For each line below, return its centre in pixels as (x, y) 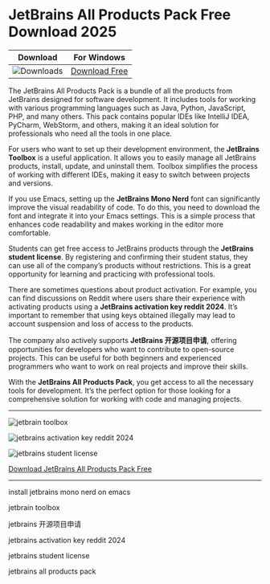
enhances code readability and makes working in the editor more (116, 224)
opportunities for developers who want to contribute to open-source (121, 349)
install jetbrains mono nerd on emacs (70, 492)
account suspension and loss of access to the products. (101, 324)
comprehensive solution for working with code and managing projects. (125, 398)
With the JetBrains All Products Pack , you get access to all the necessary (131, 382)
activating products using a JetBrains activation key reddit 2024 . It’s (123, 306)
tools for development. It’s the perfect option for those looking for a (120, 390)
